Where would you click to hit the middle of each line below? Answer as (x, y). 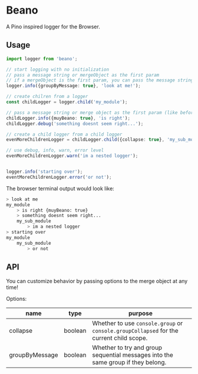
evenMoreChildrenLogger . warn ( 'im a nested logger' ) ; (72, 156)
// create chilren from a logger (47, 97)
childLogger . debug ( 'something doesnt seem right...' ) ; (75, 124)
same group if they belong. (129, 362)
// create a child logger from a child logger (64, 134)
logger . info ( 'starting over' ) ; (44, 172)
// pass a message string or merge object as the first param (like (92, 113)
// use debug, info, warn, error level (55, 150)
